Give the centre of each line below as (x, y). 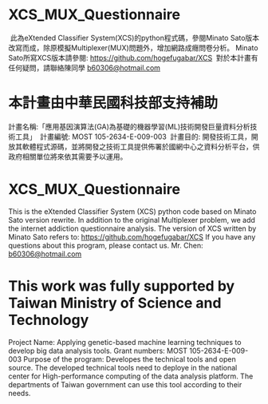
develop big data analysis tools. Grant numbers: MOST (98, 351)
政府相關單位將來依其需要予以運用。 (68, 156)
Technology (49, 320)
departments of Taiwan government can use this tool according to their (125, 384)
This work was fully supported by (122, 286)
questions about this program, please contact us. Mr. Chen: (106, 245)
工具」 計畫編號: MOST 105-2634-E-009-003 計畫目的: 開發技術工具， (133, 137)
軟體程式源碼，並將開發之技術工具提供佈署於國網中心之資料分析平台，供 (141, 146)
